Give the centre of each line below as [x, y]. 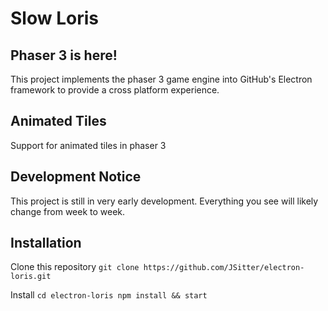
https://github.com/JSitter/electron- [224, 268]
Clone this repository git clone [75, 267]
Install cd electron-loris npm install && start [109, 295]
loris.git [31, 277]
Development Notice [76, 177]
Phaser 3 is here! [64, 55]
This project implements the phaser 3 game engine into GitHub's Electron [161, 79]
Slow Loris [54, 18]
